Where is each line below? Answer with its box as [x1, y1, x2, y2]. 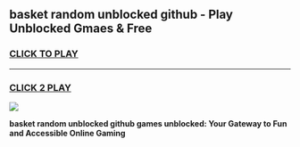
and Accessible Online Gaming [9, 127, 126, 138]
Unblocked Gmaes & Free [9, 21, 153, 37]
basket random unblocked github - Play [9, 7, 234, 22]
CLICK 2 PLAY [9, 81, 71, 94]
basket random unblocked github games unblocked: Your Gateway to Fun [9, 118, 287, 128]
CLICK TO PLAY [9, 48, 79, 61]
